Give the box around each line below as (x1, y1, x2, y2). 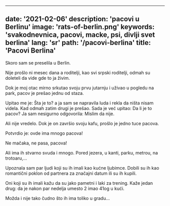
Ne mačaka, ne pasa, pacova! (5, 140, 67, 146)
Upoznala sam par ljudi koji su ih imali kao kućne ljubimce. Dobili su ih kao (5, 165, 159, 171)
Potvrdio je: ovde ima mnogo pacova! (5, 130, 83, 136)
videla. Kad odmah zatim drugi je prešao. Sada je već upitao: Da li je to (5, 105, 152, 111)
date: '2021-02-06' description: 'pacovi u (5, 15, 140, 23)
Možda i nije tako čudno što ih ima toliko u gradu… (5, 195, 110, 201)
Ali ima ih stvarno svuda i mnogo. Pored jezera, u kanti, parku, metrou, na (5, 149, 158, 156)
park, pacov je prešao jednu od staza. (5, 90, 84, 96)
